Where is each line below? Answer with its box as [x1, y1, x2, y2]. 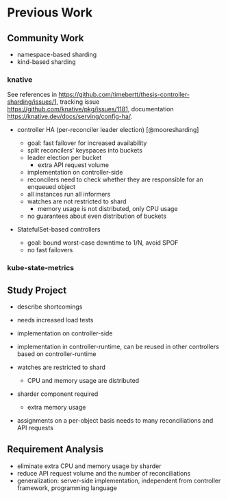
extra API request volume [37, 161, 110, 169]
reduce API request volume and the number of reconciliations [16, 469, 191, 477]
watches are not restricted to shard [27, 197, 127, 206]
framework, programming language [16, 483, 118, 492]
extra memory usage [27, 403, 86, 412]
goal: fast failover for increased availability [27, 139, 147, 147]
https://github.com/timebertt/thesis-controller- [58, 91, 190, 99]
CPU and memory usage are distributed [27, 377, 140, 385]
